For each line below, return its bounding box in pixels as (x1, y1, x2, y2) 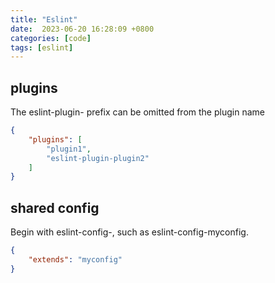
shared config (10, 199, 100, 216)
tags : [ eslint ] (10, 42, 74, 53)
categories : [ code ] (10, 33, 92, 43)
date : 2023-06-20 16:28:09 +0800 (10, 24, 155, 34)
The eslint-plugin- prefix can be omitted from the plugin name (10, 106, 265, 118)
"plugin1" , (46, 144, 92, 154)
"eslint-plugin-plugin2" (46, 153, 150, 163)
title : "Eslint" (10, 14, 78, 25)
